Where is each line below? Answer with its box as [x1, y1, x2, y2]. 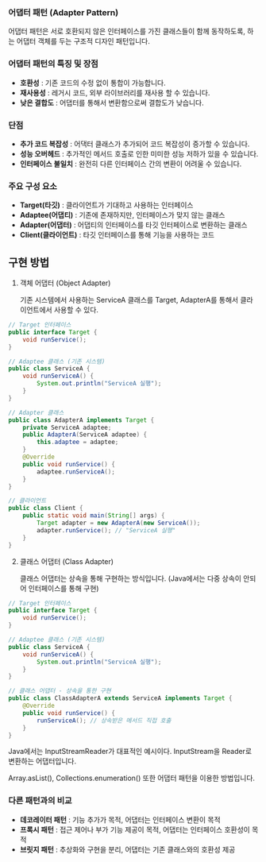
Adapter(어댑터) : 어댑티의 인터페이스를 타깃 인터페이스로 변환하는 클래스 [19, 220, 248, 230]
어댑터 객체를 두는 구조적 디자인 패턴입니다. [16, 37, 151, 46]
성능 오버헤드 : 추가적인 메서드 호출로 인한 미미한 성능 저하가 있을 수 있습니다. [19, 149, 259, 158]
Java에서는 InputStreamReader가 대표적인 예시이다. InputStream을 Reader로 [8, 747, 253, 756]
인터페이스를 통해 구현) [28, 583, 99, 593]
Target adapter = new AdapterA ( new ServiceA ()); [37, 519, 201, 527]
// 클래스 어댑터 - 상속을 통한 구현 [8, 687, 111, 695]
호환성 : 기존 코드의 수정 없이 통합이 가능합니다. [19, 78, 167, 87]
